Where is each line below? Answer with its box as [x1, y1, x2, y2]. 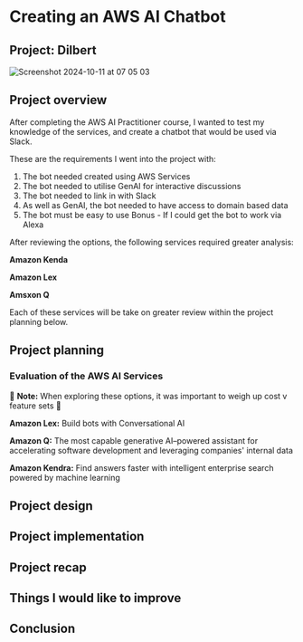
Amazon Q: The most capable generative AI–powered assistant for [9, 435, 259, 446]
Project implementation [9, 529, 145, 544]
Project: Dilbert [9, 43, 97, 58]
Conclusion [9, 621, 76, 637]
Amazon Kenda [9, 254, 69, 264]
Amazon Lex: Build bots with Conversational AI [9, 417, 185, 428]
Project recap [9, 560, 88, 575]
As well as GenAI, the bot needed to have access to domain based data [22, 199, 289, 210]
